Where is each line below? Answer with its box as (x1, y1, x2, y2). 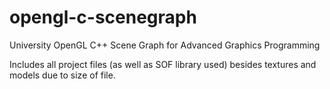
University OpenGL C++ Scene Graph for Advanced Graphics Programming (9, 39, 321, 51)
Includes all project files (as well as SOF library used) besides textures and (9, 58, 317, 70)
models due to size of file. (9, 69, 116, 81)
